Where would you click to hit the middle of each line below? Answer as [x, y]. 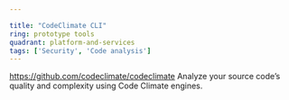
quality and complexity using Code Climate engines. [106, 86]
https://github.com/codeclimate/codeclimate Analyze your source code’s [145, 77]
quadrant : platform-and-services [72, 42]
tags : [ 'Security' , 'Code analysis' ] [80, 50]
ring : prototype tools [52, 34]
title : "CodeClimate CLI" [58, 25]
